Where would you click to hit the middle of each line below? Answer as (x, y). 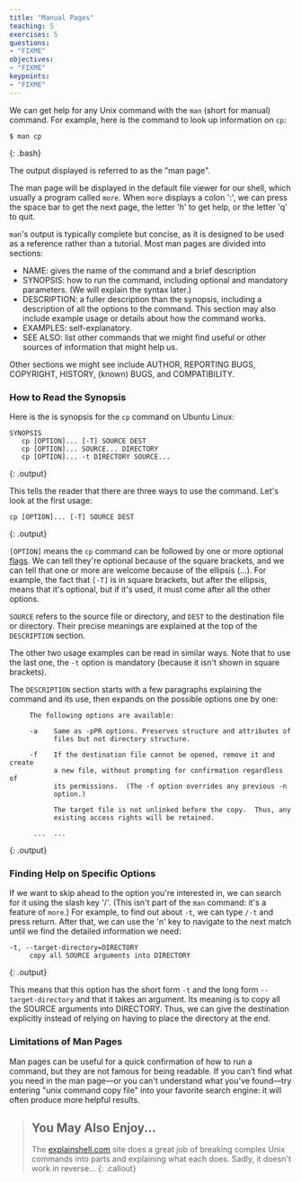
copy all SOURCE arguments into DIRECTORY (110, 956)
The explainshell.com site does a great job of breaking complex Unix (158, 1150)
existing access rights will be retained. (134, 818)
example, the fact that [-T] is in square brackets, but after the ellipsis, (138, 579)
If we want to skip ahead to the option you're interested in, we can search (145, 893)
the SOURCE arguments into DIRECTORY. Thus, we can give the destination (149, 1009)
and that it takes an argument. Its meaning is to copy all (178, 999)
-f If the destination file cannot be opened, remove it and (152, 755)
